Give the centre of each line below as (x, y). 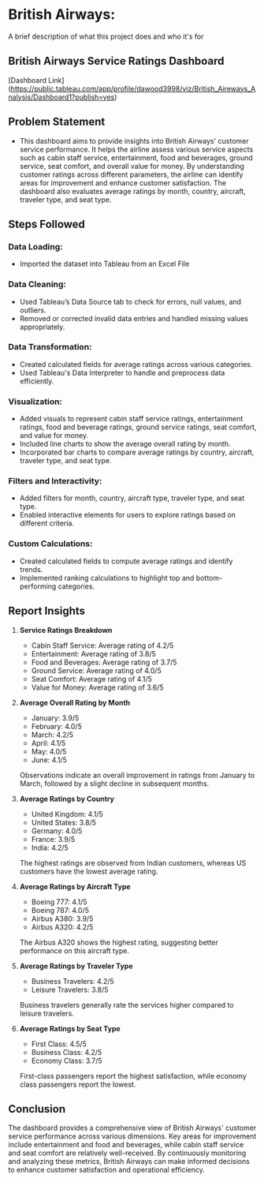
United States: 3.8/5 (64, 822)
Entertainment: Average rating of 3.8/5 (93, 653)
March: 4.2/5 (52, 735)
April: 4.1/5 (48, 742)
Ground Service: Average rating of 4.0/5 (96, 670)
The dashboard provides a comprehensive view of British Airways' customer (132, 1128)
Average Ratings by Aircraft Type (75, 886)
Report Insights (46, 611)
